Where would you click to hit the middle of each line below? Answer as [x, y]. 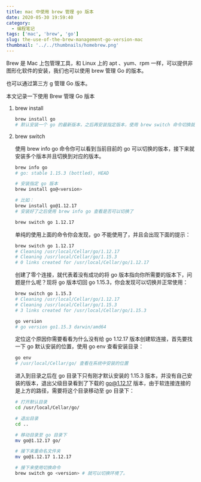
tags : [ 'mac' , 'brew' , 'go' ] [42, 34]
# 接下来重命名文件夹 [38, 451]
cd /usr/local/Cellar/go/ [47, 408]
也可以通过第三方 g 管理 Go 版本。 [48, 83]
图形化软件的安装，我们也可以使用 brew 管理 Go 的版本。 [77, 70]
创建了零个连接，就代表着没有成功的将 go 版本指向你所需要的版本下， [101, 275]
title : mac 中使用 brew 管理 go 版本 [50, 12]
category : [19, 23]
